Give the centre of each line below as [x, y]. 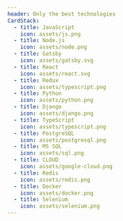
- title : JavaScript [44, 27]
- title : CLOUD [36, 160]
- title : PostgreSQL [44, 133]
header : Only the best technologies [61, 14]
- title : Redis [36, 173]
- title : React [36, 67]
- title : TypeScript [44, 120]
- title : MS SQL [38, 147]
